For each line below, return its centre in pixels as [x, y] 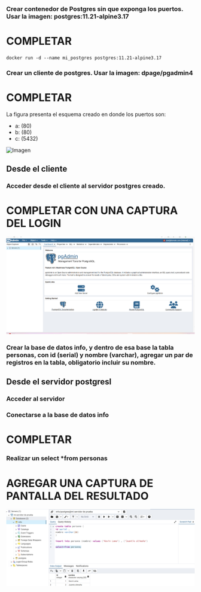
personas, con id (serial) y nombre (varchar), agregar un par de [100, 355]
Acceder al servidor [36, 399]
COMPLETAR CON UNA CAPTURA [92, 211]
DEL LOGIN [34, 224]
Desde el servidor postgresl [59, 382]
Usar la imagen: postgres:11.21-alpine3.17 [68, 16]
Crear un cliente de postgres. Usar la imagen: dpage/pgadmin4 [100, 72]
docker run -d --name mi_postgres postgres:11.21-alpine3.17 [84, 58]
